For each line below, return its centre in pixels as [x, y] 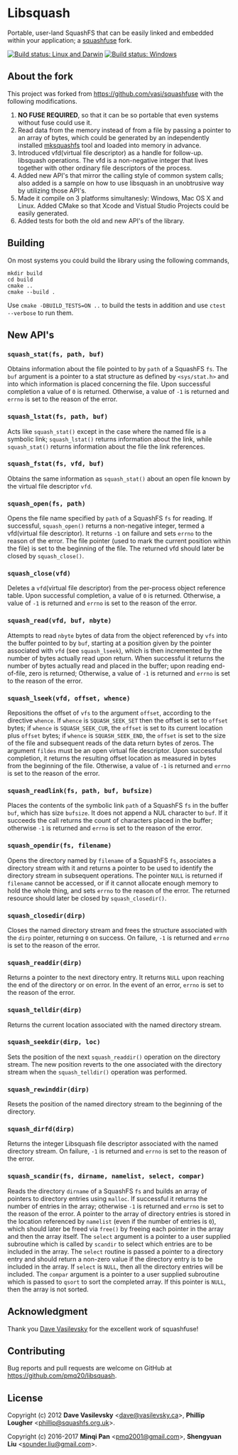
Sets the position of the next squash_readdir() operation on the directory [114, 1057]
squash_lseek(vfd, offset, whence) [69, 698]
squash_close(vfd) [39, 574]
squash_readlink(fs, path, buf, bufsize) [80, 790]
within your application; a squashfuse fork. [70, 40]
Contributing [36, 1351]
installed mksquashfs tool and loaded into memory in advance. [109, 145]
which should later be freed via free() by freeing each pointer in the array [115, 1229]
